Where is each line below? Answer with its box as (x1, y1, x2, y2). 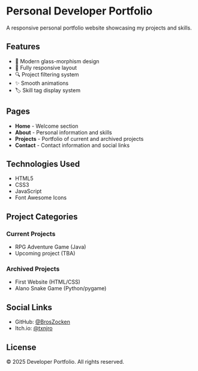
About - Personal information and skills (14, 128, 112, 136)
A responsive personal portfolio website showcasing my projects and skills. (6, 24, 192, 31)
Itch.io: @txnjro (14, 325, 53, 332)
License (6, 342, 37, 352)
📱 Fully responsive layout (14, 64, 77, 71)
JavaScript (14, 188, 42, 195)
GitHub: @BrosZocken (14, 318, 70, 326)
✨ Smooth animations (14, 79, 69, 87)
